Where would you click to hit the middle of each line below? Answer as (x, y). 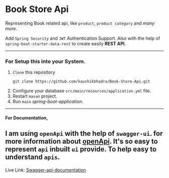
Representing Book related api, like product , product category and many (80, 23)
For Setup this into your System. (45, 61)
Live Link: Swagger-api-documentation (46, 170)
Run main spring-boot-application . (48, 102)
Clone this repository (34, 72)
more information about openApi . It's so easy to (82, 142)
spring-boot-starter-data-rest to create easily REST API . (66, 43)
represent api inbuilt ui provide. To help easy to (81, 149)
